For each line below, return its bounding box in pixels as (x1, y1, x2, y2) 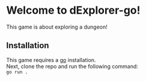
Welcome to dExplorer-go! (6, 4, 141, 17)
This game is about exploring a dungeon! (6, 23, 108, 30)
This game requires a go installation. (6, 56, 96, 63)
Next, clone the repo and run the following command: (6, 63, 138, 70)
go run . (6, 69, 28, 75)
